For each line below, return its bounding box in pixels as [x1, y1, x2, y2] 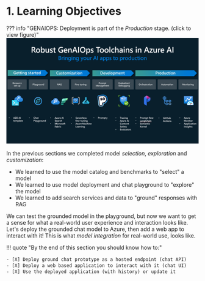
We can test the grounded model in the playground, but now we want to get [6, 212, 196, 220]
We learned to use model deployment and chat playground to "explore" [15, 181, 195, 189]
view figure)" [6, 31, 39, 38]
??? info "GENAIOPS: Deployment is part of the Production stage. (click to [6, 24, 192, 32]
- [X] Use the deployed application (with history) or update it [6, 269, 176, 275]
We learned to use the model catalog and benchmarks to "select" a [15, 168, 184, 176]
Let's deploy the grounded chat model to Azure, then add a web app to [6, 225, 185, 233]
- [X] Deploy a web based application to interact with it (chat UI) [6, 263, 187, 269]
